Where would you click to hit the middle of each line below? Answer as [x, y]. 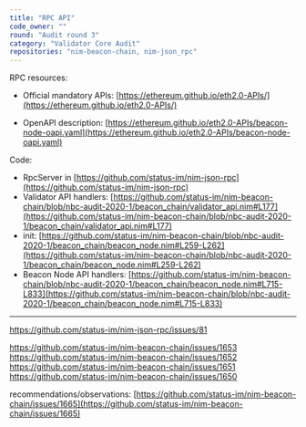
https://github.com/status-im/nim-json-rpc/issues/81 [108, 330]
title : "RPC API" [42, 18]
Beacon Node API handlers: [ [77, 275]
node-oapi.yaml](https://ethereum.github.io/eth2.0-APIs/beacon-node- [157, 132]
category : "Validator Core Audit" [75, 43]
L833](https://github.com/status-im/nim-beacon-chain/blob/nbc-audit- [157, 294]
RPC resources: [39, 78]
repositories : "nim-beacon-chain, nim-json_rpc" [103, 52]
